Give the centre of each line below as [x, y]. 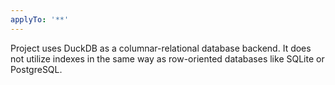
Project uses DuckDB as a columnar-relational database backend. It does [161, 48]
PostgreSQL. [36, 69]
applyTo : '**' [40, 19]
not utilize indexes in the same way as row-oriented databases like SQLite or [167, 58]
